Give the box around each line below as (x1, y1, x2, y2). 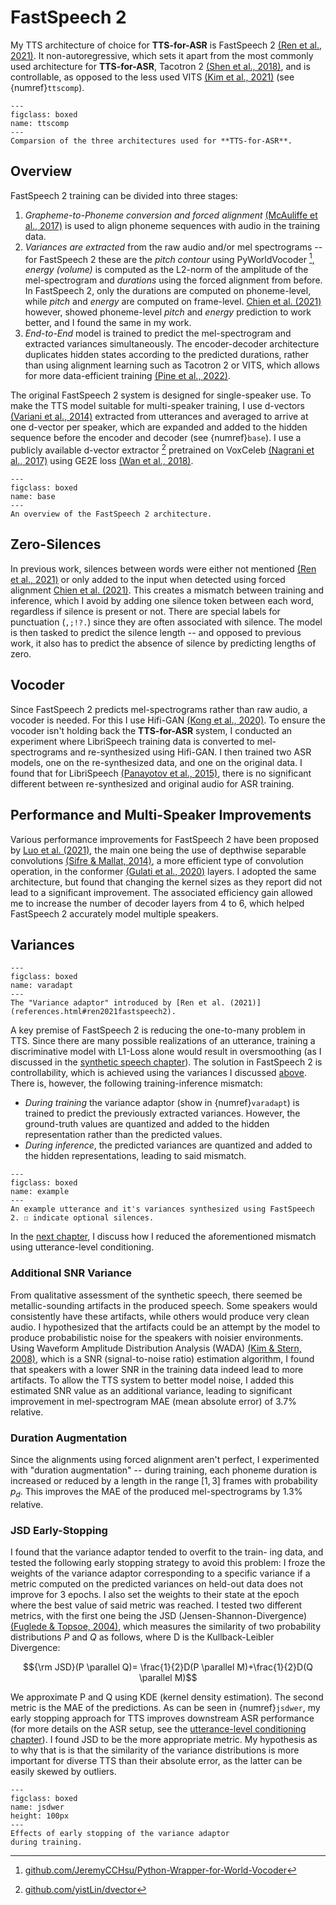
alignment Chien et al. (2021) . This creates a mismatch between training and (10, 584, 324, 596)
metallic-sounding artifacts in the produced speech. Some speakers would (10, 1299, 318, 1311)
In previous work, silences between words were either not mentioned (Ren (10, 562, 317, 575)
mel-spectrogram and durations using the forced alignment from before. (24, 274, 323, 286)
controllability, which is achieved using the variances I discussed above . (10, 1067, 307, 1079)
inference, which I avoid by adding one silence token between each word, (10, 594, 314, 606)
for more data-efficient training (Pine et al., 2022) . (24, 370, 231, 382)
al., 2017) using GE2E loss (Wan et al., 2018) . (10, 455, 194, 467)
